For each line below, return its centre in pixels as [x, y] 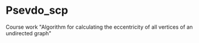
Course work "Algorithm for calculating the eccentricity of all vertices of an [99, 27]
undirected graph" [29, 33]
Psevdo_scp [37, 10]
